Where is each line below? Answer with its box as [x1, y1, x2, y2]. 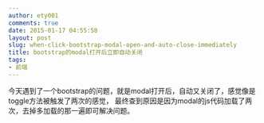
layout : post [8, 33, 52, 42]
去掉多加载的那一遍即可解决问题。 [22, 106, 134, 115]
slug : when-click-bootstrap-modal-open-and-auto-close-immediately [8, 41, 238, 49]
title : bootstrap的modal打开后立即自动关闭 [8, 48, 144, 56]
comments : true [8, 19, 59, 27]
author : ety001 [8, 11, 59, 20]
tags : [8, 56, 26, 64]
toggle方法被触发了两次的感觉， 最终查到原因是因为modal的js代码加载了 [8, 96, 246, 106]
